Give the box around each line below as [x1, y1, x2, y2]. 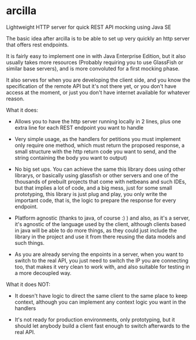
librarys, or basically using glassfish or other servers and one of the [14, 171, 178, 179]
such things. [14, 239, 45, 246]
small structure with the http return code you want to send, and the [14, 148, 177, 155]
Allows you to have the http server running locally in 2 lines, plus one [14, 117, 181, 124]
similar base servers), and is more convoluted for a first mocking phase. [6, 65, 180, 72]
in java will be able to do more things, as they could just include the [14, 227, 177, 234]
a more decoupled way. [14, 269, 72, 277]
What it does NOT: [6, 281, 51, 288]
